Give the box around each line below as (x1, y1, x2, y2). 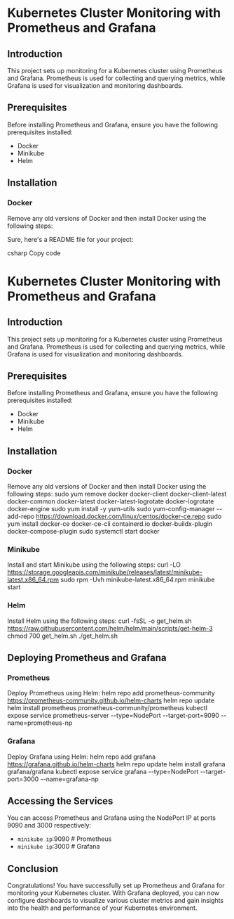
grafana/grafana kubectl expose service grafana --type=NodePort (7, 767, 199, 776)
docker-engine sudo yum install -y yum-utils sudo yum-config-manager (7, 505, 215, 513)
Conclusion (7, 863, 59, 875)
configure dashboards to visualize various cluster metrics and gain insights (7, 896, 224, 905)
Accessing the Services (7, 795, 113, 806)
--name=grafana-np (40, 775, 99, 783)
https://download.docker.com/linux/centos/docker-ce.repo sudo (36, 512, 222, 520)
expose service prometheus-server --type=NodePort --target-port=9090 (7, 712, 219, 720)
